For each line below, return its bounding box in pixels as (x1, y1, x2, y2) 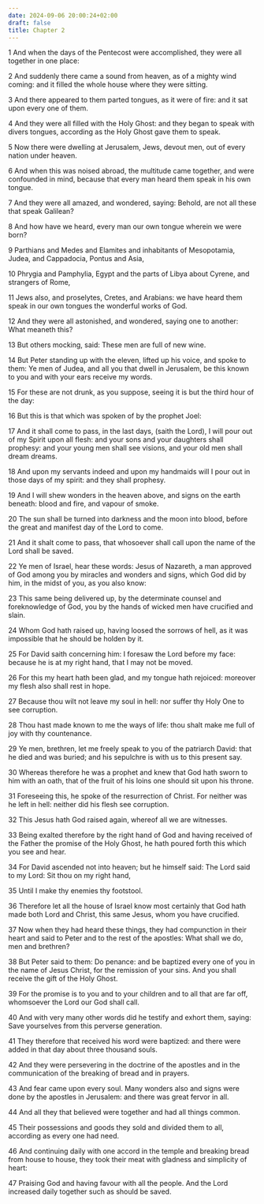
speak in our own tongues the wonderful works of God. (8, 301, 188, 311)
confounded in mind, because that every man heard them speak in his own (8, 174, 251, 184)
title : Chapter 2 (8, 26, 65, 34)
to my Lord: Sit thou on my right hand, (8, 871, 132, 881)
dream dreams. (8, 451, 58, 462)
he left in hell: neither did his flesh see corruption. (8, 800, 169, 810)
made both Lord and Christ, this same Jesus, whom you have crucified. (8, 910, 240, 919)
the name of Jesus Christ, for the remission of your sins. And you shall (8, 966, 236, 975)
